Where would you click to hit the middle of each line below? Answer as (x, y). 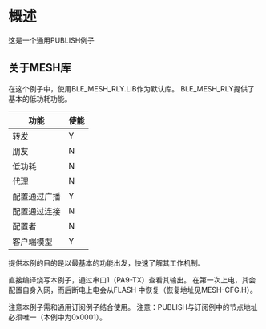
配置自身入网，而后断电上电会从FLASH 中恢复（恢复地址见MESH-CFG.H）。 (133, 290)
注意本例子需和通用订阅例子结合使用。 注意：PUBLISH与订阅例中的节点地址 (133, 307)
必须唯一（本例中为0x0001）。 (57, 317)
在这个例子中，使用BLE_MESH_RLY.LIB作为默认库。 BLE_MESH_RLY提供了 (131, 88)
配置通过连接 (37, 211)
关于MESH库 (40, 68)
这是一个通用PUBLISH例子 (51, 40)
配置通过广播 (37, 196)
